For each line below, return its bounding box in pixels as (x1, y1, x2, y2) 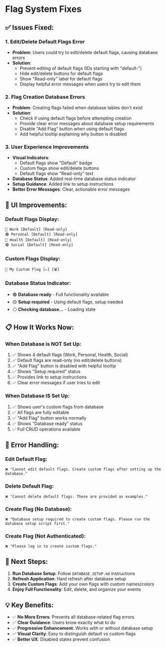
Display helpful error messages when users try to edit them (19, 81, 141, 87)
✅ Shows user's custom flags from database (12, 404, 104, 410)
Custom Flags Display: (5, 255, 60, 262)
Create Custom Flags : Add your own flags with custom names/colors (12, 581, 155, 587)
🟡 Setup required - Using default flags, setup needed (12, 299, 123, 305)
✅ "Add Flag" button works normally (12, 415, 87, 421)
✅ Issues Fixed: (5, 23, 55, 32)
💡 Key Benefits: (5, 601, 54, 609)
